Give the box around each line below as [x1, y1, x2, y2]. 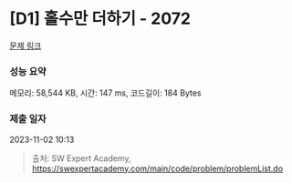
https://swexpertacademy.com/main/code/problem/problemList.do [31, 163, 284, 174]
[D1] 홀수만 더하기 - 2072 [9, 8, 192, 29]
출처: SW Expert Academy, [31, 152, 131, 164]
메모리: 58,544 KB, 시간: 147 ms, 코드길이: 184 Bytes [9, 87, 202, 98]
